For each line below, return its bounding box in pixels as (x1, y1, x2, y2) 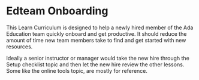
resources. (6, 43, 33, 50)
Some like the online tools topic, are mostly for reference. (6, 67, 148, 74)
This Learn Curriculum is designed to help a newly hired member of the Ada (6, 24, 194, 31)
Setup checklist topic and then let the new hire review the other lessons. (6, 61, 185, 68)
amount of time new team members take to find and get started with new (6, 36, 186, 44)
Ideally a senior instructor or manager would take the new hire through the (6, 54, 190, 61)
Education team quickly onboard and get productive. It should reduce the (6, 30, 187, 37)
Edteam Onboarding (6, 4, 108, 18)
